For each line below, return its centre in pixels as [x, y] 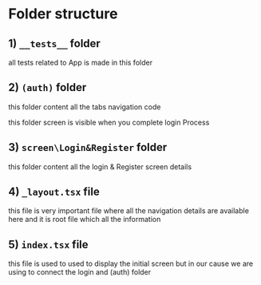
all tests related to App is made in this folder [81, 62]
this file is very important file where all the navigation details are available [129, 211]
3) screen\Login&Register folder [88, 147]
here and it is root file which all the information [85, 220]
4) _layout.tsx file [54, 192]
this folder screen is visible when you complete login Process [109, 122]
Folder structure [63, 14]
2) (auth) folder [47, 87]
